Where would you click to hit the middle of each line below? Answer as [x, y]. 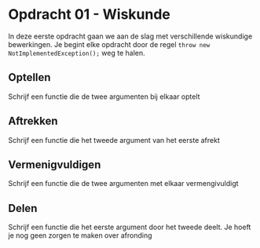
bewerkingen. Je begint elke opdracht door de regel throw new [109, 44]
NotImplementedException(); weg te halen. [77, 53]
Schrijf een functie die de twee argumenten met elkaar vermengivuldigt [123, 184]
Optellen [29, 77]
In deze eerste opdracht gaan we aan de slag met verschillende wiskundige [130, 36]
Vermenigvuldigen [55, 164]
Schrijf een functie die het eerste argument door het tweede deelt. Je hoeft [130, 227]
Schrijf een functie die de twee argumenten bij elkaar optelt [104, 97]
